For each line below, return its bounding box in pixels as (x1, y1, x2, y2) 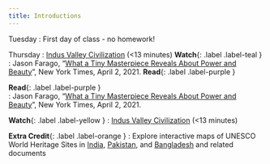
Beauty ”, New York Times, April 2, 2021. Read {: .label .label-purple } (8, 66, 236, 77)
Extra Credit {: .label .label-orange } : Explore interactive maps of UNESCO (8, 131, 256, 141)
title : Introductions (8, 11, 82, 20)
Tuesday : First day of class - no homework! (8, 34, 156, 44)
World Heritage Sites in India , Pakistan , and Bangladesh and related (8, 139, 234, 149)
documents (8, 148, 46, 158)
